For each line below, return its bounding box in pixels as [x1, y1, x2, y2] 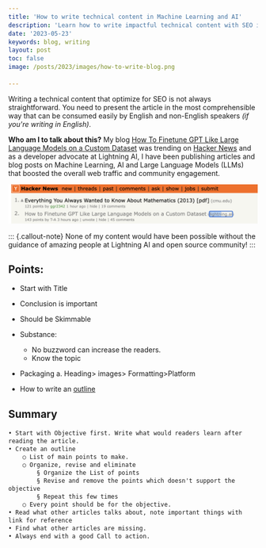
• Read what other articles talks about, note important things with [8, 508, 243, 517]
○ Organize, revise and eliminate [22, 461, 136, 469]
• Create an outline [8, 445, 77, 454]
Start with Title [19, 284, 68, 293]
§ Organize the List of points [36, 469, 140, 477]
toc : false [8, 55, 44, 63]
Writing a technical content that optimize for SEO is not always [8, 94, 211, 103]
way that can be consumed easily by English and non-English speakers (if [8, 111, 249, 121]
